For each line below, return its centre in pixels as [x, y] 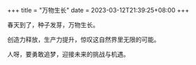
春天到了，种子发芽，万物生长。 [53, 25]
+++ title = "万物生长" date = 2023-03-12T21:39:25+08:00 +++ [98, 10]
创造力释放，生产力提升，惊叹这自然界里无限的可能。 [84, 39]
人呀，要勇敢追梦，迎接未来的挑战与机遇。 [68, 54]
